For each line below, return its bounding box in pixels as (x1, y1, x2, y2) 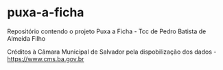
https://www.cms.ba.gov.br (7, 54, 84, 63)
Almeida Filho (7, 34, 46, 42)
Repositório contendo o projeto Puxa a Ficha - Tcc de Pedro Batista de (7, 27, 207, 35)
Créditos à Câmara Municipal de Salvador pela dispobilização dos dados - (7, 48, 217, 56)
